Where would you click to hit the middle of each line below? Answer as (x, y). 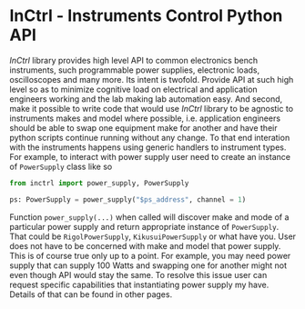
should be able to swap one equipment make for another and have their (143, 127)
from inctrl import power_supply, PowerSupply (99, 183)
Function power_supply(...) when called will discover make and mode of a (149, 217)
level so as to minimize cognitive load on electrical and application (133, 89)
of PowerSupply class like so (61, 166)
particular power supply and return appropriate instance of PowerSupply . (144, 226)
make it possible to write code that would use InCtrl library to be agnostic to (152, 108)
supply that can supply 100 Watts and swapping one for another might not (148, 265)
